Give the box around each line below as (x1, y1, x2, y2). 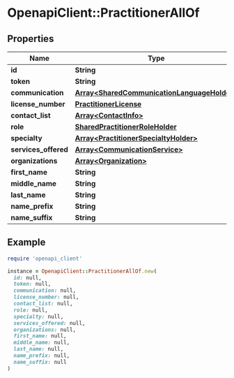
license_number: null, (13, 293, 79, 301)
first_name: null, (13, 333, 68, 340)
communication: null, (13, 287, 77, 294)
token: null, (13, 281, 52, 288)
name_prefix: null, (13, 352, 70, 359)
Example (7, 236, 46, 249)
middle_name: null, (13, 339, 70, 347)
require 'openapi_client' (7, 255, 82, 262)
